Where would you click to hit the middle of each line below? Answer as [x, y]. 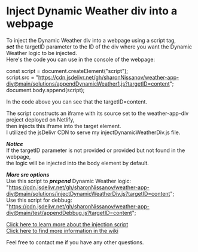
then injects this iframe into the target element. [64, 126]
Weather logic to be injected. [42, 53]
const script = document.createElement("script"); [67, 71]
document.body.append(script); [45, 90]
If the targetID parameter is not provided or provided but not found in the [96, 150]
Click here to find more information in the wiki [62, 230]
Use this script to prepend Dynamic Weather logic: [69, 181]
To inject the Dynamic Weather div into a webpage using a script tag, [91, 40]
